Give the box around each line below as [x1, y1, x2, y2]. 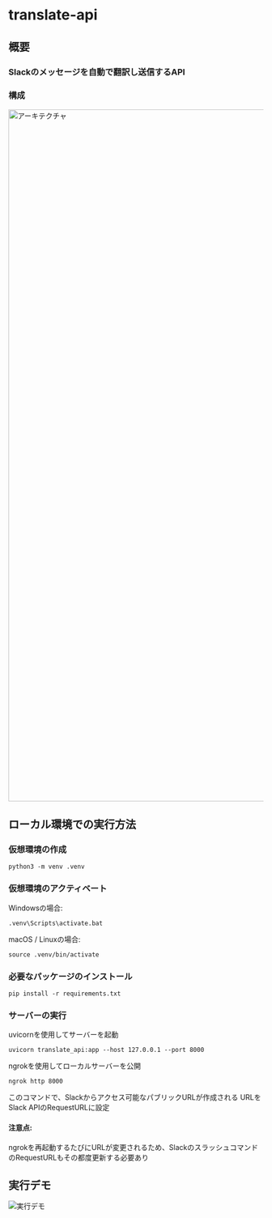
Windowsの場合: [8, 903, 63, 913]
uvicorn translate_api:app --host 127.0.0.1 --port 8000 [8, 1046, 205, 1054]
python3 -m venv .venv [8, 862, 85, 871]
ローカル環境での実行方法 [8, 818, 136, 832]
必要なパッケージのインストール [8, 970, 133, 982]
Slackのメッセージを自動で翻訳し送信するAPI [8, 66, 185, 78]
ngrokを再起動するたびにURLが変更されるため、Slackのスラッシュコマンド [8, 1142, 259, 1152]
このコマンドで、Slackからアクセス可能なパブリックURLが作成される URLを [8, 1092, 261, 1102]
